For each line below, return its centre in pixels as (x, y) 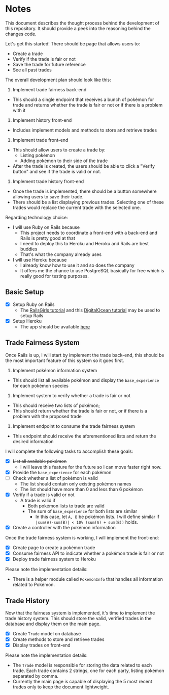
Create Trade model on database (47, 634)
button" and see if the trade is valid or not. (57, 171)
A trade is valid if (38, 500)
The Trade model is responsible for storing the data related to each (82, 665)
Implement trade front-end (40, 140)
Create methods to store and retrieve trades (59, 639)
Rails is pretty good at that (47, 238)
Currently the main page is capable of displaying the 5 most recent (82, 682)
